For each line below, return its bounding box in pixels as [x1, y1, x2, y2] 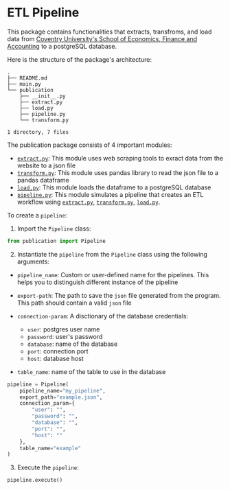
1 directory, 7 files [7, 128, 69, 135]
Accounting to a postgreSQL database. [7, 42, 117, 50]
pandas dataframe [16, 176, 70, 184]
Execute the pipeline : [16, 463, 79, 471]
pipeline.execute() [7, 477, 63, 484]
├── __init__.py [19, 93, 67, 100]
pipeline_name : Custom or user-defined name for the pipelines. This [16, 270, 209, 279]
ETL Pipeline [7, 5, 80, 21]
